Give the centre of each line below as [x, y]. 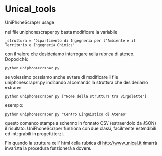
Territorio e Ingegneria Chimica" [40, 45]
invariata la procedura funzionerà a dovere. [48, 148]
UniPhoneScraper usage [30, 22]
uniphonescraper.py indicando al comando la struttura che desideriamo [77, 82]
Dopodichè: [17, 59]
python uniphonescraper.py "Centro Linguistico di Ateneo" [66, 114]
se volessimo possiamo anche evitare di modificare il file [62, 77]
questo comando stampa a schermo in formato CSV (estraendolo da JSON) [81, 123]
